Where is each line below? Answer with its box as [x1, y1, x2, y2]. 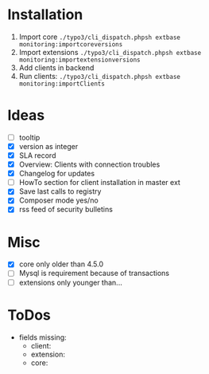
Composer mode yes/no [18, 195, 99, 205]
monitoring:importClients [18, 80, 105, 88]
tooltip [18, 132, 41, 142]
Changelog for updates [18, 169, 95, 179]
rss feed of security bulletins [18, 205, 113, 215]
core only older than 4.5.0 [18, 259, 104, 269]
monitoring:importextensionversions [18, 56, 141, 64]
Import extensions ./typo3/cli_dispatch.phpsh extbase [18, 47, 202, 57]
